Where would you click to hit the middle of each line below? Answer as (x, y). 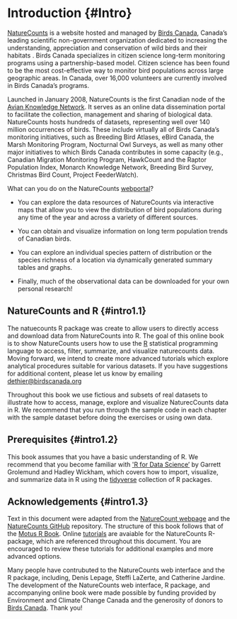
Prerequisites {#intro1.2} (63, 440)
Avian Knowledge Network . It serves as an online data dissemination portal (116, 106)
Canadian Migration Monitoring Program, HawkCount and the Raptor (107, 159)
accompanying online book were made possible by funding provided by (112, 593)
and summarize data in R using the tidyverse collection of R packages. (110, 479)
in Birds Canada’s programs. (48, 85)
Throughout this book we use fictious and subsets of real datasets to (108, 395)
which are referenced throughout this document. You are (118, 542)
